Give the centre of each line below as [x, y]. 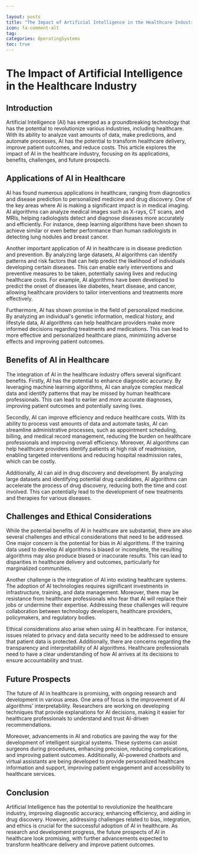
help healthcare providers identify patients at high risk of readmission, [91, 449]
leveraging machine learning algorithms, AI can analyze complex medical [95, 387]
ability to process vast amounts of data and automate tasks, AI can [87, 423]
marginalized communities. [39, 568]
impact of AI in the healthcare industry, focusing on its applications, [88, 154]
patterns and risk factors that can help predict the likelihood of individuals [96, 260]
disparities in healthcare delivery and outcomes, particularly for [83, 562]
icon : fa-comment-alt [33, 28]
